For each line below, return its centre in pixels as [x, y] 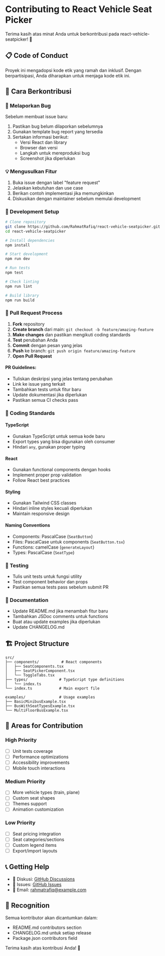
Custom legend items [34, 845]
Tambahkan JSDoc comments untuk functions [60, 617]
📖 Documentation [27, 600]
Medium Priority [25, 781]
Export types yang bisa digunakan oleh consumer [64, 442]
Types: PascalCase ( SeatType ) [43, 552]
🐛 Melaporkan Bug [28, 106]
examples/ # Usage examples [50, 698]
